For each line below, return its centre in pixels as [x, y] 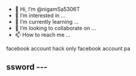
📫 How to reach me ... [43, 35]
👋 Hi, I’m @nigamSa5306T [47, 9]
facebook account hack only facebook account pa [68, 48]
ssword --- [27, 67]
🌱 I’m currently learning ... [47, 22]
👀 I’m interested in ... [40, 15]
